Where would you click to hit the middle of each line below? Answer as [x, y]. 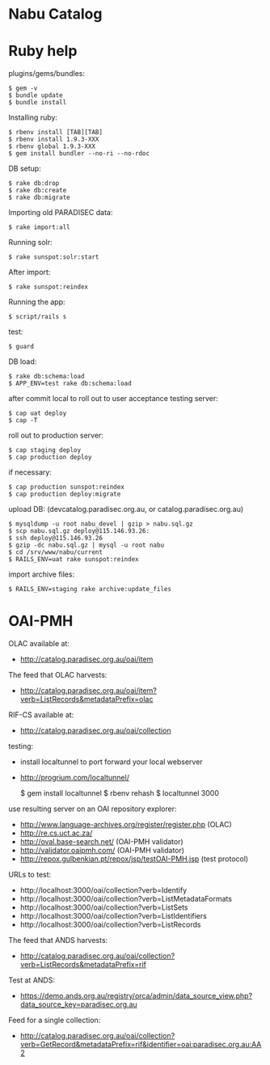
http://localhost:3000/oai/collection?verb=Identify [103, 890]
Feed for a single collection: [55, 1021]
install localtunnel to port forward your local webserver [112, 762]
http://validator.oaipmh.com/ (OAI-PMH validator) [102, 851]
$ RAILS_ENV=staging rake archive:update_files [90, 590]
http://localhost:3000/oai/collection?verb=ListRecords [110, 925]
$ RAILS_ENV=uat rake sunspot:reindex [74, 560]
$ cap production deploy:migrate [65, 494]
